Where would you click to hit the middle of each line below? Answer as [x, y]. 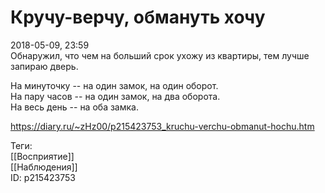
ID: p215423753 [43, 177]
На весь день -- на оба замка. [74, 107]
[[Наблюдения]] [44, 167]
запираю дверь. [44, 66]
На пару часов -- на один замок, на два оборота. [115, 96]
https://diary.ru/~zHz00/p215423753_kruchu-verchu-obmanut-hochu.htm [162, 126]
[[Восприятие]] [42, 156]
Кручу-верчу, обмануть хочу [138, 17]
